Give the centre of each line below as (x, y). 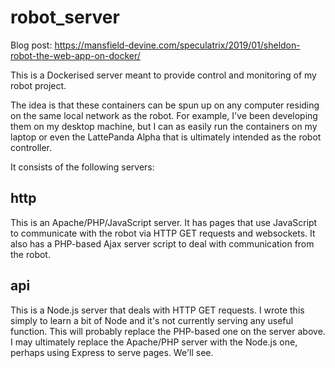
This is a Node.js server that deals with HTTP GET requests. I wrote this (157, 310)
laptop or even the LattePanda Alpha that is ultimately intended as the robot (166, 137)
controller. (31, 147)
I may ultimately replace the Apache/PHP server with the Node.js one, (154, 342)
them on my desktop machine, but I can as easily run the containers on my (164, 126)
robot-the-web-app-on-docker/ (75, 55)
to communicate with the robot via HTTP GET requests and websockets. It (163, 233)
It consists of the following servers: (82, 167)
